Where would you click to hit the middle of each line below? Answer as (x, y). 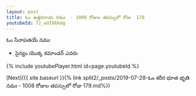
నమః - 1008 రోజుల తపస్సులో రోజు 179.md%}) (58, 86)
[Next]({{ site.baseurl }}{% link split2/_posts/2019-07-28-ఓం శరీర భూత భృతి (98, 78)
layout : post (22, 12)
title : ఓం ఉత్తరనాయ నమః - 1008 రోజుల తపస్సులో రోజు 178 (76, 17)
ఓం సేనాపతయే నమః (28, 40)
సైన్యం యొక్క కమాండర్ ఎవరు (46, 53)
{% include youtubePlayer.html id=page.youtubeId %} (73, 66)
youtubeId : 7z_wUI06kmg (36, 23)
